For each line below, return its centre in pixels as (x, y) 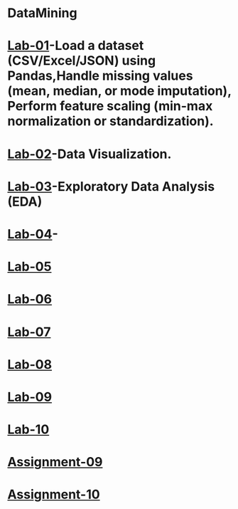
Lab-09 (29, 397)
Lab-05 (29, 267)
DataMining (42, 13)
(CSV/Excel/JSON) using (82, 61)
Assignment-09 (55, 462)
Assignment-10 (54, 494)
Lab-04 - (33, 234)
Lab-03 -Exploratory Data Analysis (111, 186)
